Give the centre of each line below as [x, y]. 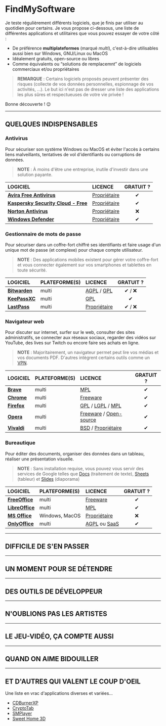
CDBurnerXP [25, 703]
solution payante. [35, 175]
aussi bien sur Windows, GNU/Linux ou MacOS [60, 53]
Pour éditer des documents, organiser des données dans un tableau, [75, 454]
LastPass [19, 307]
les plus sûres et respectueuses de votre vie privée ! [70, 94]
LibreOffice [21, 507]
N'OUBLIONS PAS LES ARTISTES [56, 614]
